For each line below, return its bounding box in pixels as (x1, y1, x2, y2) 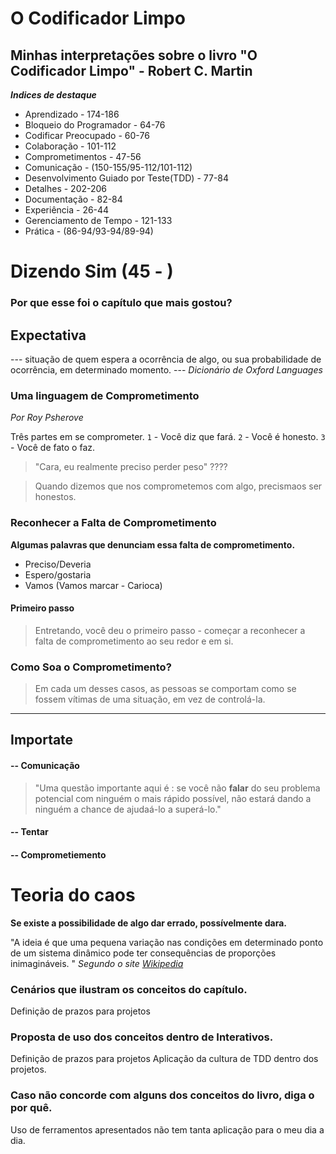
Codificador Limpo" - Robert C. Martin (10, 62, 253, 79)
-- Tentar (10, 826, 49, 838)
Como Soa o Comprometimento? (10, 660, 172, 674)
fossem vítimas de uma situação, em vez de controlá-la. (34, 693, 266, 706)
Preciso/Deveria (24, 558, 92, 570)
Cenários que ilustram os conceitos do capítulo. (10, 982, 248, 996)
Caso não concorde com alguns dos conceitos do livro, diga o (10, 1088, 315, 1102)
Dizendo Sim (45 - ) (10, 260, 174, 283)
